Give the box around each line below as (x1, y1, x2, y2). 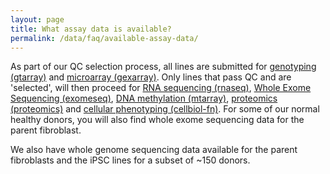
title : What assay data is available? (10, 24, 172, 34)
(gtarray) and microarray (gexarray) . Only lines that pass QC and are (10, 71, 292, 83)
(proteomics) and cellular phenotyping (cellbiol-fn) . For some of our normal (10, 103, 320, 115)
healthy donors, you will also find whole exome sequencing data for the (10, 114, 305, 126)
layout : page (10, 14, 65, 25)
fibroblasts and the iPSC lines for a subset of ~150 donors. (10, 154, 251, 166)
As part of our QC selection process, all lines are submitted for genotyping (10, 61, 317, 73)
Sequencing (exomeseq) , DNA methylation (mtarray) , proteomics (10, 92, 278, 105)
